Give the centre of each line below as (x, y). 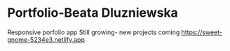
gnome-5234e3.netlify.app (46, 39)
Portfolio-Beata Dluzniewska (93, 13)
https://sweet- (202, 32)
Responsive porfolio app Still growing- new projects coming (94, 32)
